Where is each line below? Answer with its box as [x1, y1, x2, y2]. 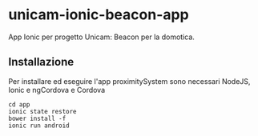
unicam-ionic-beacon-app [8, 6, 190, 24]
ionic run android [8, 122, 70, 130]
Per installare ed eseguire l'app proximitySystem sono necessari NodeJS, [8, 76, 251, 86]
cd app [8, 100, 30, 109]
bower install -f [8, 114, 67, 122]
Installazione [8, 55, 75, 69]
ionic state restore [8, 107, 78, 115]
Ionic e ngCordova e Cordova [8, 85, 106, 94]
